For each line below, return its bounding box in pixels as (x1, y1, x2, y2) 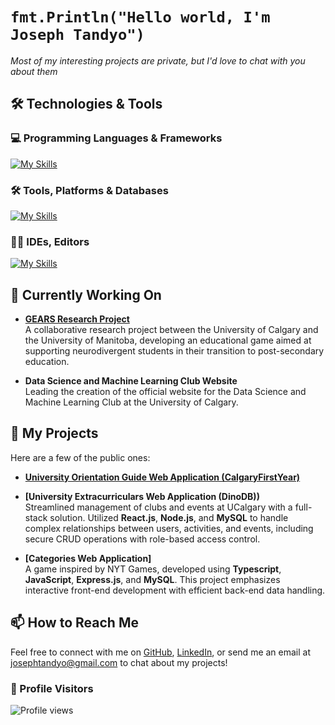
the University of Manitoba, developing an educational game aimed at (24, 334, 312, 347)
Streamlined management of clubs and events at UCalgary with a (24, 501, 293, 513)
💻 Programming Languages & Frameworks (10, 131, 223, 145)
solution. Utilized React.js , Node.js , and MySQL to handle (49, 511, 289, 523)
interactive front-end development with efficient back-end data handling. (24, 584, 326, 596)
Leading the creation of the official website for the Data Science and (24, 386, 307, 398)
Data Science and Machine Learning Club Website (24, 375, 238, 387)
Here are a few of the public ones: (10, 451, 151, 463)
